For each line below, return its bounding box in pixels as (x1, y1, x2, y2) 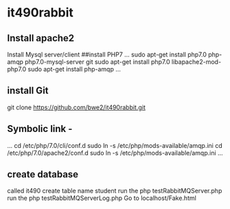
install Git (7, 85, 49, 97)
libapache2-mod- (171, 58, 222, 66)
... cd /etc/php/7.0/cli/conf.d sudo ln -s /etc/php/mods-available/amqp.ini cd (7, 141, 223, 149)
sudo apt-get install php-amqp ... (27, 65, 122, 73)
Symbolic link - (7, 123, 73, 135)
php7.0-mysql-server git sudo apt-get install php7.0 (25, 58, 170, 66)
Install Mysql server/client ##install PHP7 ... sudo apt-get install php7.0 (7, 50, 207, 58)
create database (7, 168, 79, 180)
